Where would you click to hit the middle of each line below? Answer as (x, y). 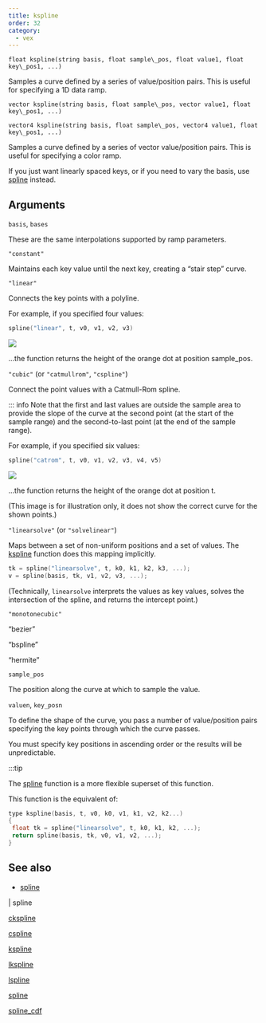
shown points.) (33, 514)
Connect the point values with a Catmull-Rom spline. (94, 389)
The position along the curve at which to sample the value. (104, 689)
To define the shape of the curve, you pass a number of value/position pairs (133, 720)
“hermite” (24, 659)
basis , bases (28, 224)
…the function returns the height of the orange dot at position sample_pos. (131, 358)
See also (30, 868)
